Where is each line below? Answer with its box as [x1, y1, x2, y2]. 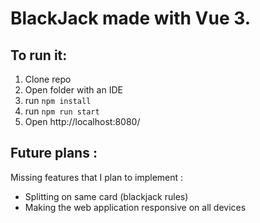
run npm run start [24, 105, 100, 117]
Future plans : [10, 145, 98, 162]
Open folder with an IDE [24, 84, 123, 96]
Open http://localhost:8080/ [24, 116, 141, 127]
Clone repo [24, 73, 72, 85]
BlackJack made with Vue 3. [10, 7, 252, 30]
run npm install [24, 95, 92, 106]
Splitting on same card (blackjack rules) [24, 190, 189, 202]
